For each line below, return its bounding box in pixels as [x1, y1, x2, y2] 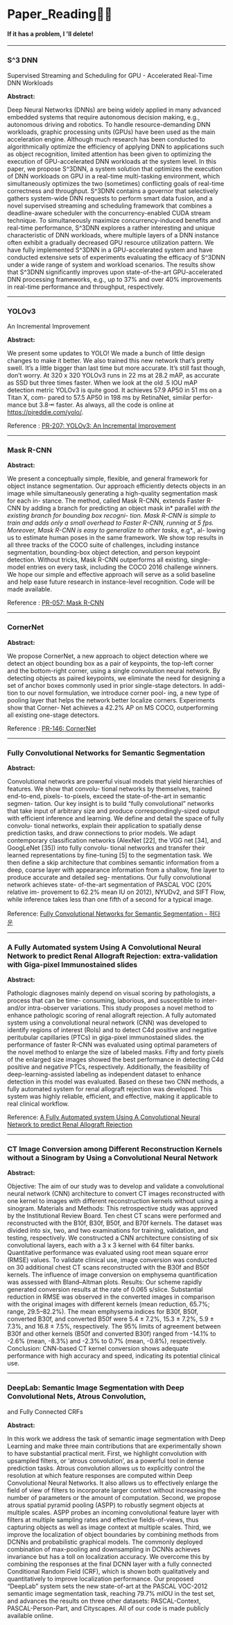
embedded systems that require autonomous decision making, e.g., [7, 112, 200, 121]
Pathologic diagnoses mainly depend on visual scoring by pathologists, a [7, 989, 216, 997]
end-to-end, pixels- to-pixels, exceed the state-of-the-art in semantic [7, 791, 207, 800]
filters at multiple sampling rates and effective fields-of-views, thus [7, 1515, 199, 1524]
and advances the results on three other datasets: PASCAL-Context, [7, 1597, 201, 1605]
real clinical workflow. [7, 1100, 69, 1108]
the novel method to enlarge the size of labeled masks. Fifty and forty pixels [7, 1048, 224, 1056]
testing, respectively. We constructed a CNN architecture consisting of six [7, 1234, 218, 1242]
